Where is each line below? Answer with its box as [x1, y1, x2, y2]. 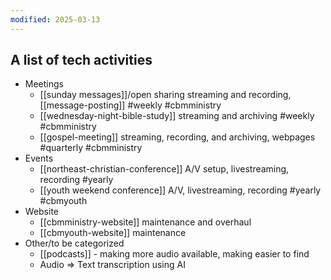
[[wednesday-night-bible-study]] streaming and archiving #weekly [39, 110, 315, 122]
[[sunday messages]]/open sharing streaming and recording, [39, 89, 292, 101]
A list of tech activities [10, 52, 153, 69]
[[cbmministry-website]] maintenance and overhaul [39, 216, 252, 228]
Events [24, 152, 54, 165]
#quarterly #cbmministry [39, 142, 143, 154]
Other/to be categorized [24, 237, 125, 250]
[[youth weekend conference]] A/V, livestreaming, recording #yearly [39, 184, 322, 196]
